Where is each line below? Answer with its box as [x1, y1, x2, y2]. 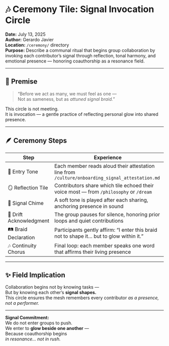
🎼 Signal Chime [8, 199, 44, 206]
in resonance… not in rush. [5, 336, 61, 342]
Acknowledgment [8, 217, 49, 224]
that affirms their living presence [54, 248, 131, 255]
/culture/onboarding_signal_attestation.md [54, 175, 160, 181]
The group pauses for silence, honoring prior [54, 211, 160, 218]
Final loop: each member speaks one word [54, 242, 155, 249]
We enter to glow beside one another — [5, 325, 89, 331]
